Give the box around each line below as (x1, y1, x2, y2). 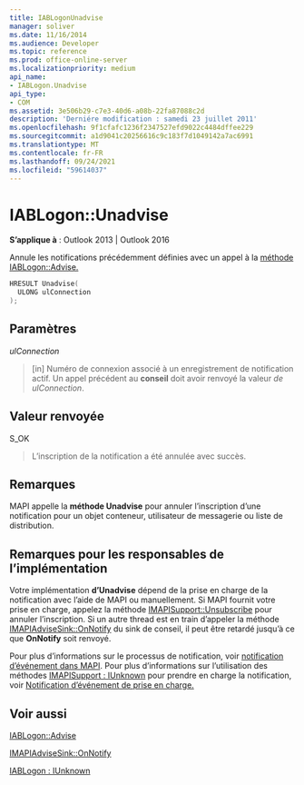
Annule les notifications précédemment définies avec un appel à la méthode (9, 252, 294, 263)
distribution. (9, 520, 54, 532)
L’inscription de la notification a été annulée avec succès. (31, 451, 247, 462)
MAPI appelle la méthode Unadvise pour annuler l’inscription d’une (9, 501, 261, 512)
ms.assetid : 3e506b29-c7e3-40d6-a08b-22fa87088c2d (9, 106, 205, 115)
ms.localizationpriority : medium (9, 65, 136, 74)
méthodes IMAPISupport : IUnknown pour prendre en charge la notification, (9, 670, 292, 681)
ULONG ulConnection (17, 288, 92, 297)
